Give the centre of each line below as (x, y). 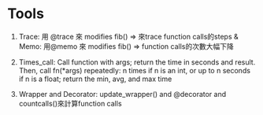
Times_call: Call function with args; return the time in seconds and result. (137, 62)
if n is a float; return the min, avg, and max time (95, 79)
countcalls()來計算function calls (70, 103)
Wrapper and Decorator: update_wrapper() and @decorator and (122, 94)
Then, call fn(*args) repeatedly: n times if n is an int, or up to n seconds (135, 70)
